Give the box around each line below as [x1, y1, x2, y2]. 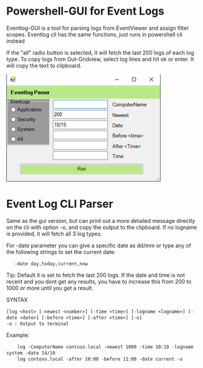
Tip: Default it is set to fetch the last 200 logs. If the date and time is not [6, 271, 185, 279]
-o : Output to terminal [6, 321, 69, 327]
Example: [6, 331, 30, 338]
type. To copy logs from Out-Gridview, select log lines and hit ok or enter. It [6, 55, 194, 63]
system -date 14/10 [6, 350, 56, 356]
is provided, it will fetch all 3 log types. [6, 230, 102, 237]
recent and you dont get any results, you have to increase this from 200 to [6, 278, 192, 285]
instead [6, 37, 25, 44]
